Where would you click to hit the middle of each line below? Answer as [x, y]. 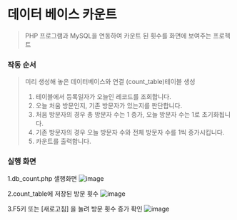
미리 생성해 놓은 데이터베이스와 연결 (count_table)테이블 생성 [110, 82]
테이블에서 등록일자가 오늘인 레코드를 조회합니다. [103, 97]
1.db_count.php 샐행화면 [42, 178]
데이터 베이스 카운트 [62, 15]
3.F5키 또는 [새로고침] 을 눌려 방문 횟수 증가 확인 [75, 209]
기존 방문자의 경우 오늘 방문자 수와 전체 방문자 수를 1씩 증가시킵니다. [130, 132]
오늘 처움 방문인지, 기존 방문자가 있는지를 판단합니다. [109, 106]
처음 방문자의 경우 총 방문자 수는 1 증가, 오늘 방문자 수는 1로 [118, 115]
